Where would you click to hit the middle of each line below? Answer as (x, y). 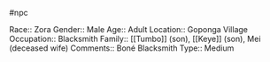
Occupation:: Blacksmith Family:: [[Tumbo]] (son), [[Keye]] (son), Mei (135, 39)
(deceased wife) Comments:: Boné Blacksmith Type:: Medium (122, 48)
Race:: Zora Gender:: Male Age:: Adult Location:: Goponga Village (129, 29)
